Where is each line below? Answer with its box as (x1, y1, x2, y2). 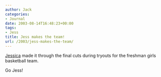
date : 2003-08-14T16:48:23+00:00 (5, 21, 74, 26)
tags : (5, 26, 16, 30)
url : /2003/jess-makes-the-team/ (5, 39, 74, 44)
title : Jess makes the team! (5, 35, 65, 40)
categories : (5, 12, 30, 17)
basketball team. (5, 57, 39, 64)
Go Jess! (5, 67, 23, 73)
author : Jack (5, 7, 32, 12)
